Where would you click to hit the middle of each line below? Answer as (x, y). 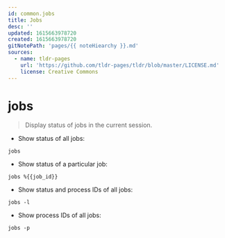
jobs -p (19, 228)
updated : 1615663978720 (42, 33)
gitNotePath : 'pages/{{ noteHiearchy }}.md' (73, 46)
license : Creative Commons (59, 71)
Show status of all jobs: (51, 139)
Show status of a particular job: (63, 164)
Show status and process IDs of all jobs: (75, 190)
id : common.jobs (31, 14)
